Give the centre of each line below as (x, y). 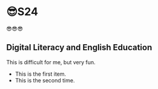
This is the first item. (41, 74)
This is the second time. (45, 80)
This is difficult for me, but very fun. (51, 62)
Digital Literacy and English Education (79, 48)
